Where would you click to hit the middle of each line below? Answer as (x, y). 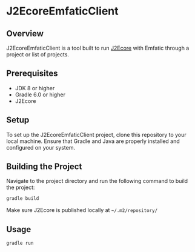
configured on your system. (41, 147)
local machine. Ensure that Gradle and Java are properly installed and (93, 141)
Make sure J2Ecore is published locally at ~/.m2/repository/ (82, 210)
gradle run (20, 244)
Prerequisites (32, 74)
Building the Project (44, 167)
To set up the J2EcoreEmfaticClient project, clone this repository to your (96, 134)
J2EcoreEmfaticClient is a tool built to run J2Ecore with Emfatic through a (98, 48)
